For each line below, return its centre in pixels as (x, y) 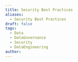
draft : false (19, 24)
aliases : (14, 14)
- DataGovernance (28, 38)
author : (13, 51)
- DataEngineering (29, 47)
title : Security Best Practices (39, 10)
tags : (11, 28)
